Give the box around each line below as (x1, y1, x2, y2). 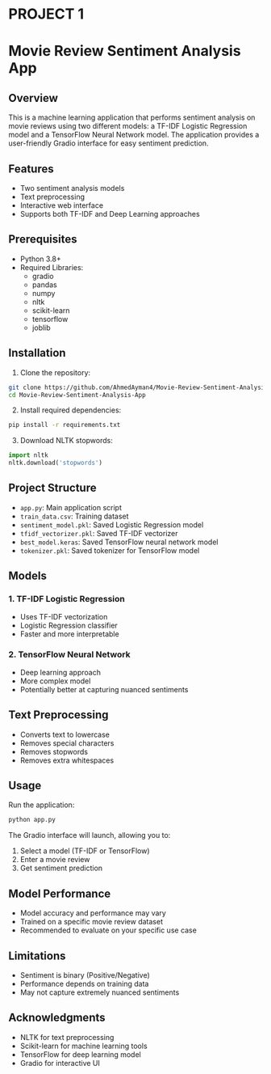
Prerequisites (8, 232, 77, 247)
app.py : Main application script (19, 502, 123, 512)
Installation (8, 346, 66, 360)
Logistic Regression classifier (19, 620, 119, 630)
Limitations (8, 949, 66, 962)
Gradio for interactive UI (19, 1058, 101, 1068)
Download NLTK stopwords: (19, 436, 113, 446)
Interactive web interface (19, 201, 103, 210)
